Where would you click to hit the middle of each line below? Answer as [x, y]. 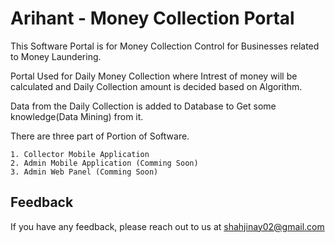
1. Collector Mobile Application [80, 154]
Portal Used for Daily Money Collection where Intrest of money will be [154, 76]
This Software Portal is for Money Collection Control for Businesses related [165, 46]
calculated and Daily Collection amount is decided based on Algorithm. [156, 86]
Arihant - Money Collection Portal [152, 18]
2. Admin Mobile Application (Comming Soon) [104, 163]
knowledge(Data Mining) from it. [77, 116]
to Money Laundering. [56, 56]
